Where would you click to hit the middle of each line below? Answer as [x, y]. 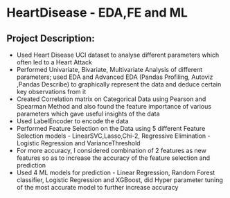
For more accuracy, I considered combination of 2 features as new [112, 151]
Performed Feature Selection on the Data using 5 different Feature [111, 128]
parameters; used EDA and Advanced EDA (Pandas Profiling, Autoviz [115, 77]
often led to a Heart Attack [54, 62]
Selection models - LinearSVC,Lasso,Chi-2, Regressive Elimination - [113, 136]
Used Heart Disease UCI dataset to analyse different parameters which [118, 55]
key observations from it [51, 92]
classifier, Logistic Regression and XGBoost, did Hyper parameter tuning [120, 180]
